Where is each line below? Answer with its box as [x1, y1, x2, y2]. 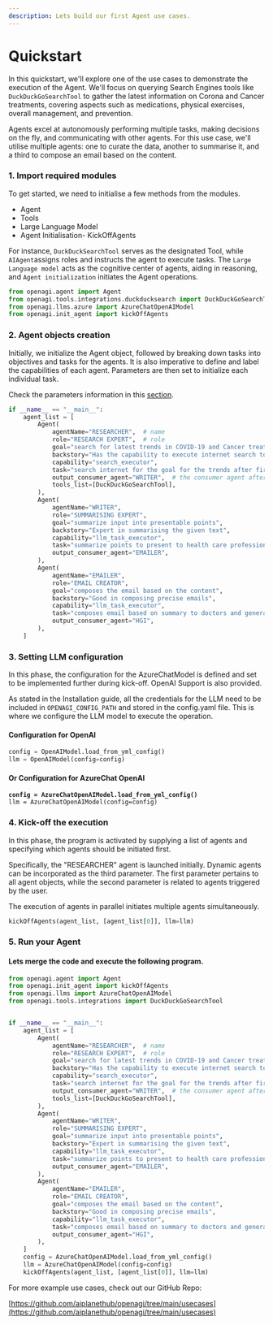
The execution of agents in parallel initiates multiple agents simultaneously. [8, 901, 260, 911]
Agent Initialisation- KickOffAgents [19, 230, 136, 240]
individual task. [8, 374, 59, 383]
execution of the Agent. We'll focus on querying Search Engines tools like [8, 82, 254, 92]
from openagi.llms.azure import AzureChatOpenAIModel [8, 302, 195, 311]
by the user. [8, 885, 49, 895]
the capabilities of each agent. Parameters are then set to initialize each [8, 365, 249, 375]
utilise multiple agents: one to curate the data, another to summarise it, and [8, 141, 260, 151]
